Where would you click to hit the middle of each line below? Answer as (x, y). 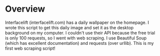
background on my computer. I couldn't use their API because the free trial (80, 33)
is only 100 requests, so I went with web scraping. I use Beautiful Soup (76, 38)
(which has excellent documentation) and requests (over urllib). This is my (80, 43)
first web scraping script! (30, 48)
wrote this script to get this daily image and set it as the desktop (70, 27)
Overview (25, 9)
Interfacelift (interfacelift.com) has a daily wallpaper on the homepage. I (77, 22)
